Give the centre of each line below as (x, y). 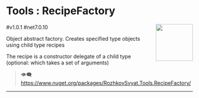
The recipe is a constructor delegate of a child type (69, 56)
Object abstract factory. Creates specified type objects (73, 38)
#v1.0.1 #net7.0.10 (27, 27)
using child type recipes (36, 45)
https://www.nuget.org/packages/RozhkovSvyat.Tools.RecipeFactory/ (106, 83)
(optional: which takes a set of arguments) (58, 63)
